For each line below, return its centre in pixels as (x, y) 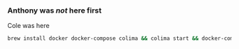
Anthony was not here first (54, 10)
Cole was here (28, 26)
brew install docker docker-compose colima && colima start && (103, 38)
